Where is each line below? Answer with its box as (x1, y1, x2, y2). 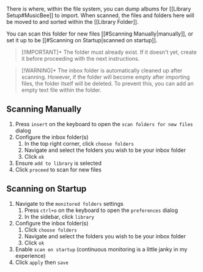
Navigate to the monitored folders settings (15, 200, 124, 207)
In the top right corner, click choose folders (24, 140, 135, 147)
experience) (15, 252, 46, 259)
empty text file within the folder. (21, 86, 102, 94)
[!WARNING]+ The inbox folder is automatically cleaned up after (21, 67, 183, 74)
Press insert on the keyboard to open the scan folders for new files (15, 120, 194, 127)
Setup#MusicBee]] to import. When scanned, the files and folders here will (6, 12, 194, 19)
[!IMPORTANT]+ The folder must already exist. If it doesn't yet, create (21, 48, 197, 56)
